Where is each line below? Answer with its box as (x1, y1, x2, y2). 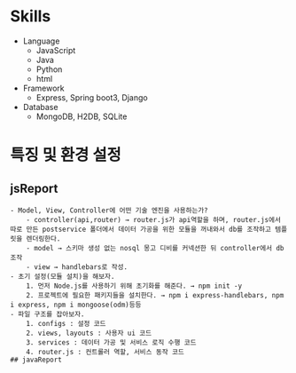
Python (35, 64, 63, 75)
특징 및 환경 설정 (10, 145, 122, 165)
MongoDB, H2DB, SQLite (35, 111, 128, 122)
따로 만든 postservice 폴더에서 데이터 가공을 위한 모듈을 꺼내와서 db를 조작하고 (10, 225, 271, 234)
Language (22, 36, 60, 46)
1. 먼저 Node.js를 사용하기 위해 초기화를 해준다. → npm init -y (26, 282, 243, 290)
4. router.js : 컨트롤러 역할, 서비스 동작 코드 (26, 347, 185, 356)
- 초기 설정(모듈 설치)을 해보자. (10, 272, 115, 281)
